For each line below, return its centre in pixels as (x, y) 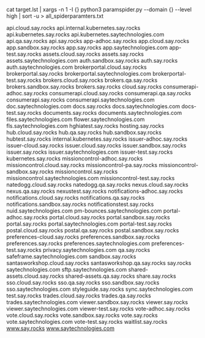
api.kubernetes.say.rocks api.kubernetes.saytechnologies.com (85, 34)
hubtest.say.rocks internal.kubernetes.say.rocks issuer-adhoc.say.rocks (97, 139)
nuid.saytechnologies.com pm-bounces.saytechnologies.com (84, 211)
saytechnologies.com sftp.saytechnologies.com (67, 269)
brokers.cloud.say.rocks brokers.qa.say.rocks (100, 80)
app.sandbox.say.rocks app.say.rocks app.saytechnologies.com (87, 47)
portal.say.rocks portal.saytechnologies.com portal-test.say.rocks (89, 224)
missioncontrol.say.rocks (86, 171)
